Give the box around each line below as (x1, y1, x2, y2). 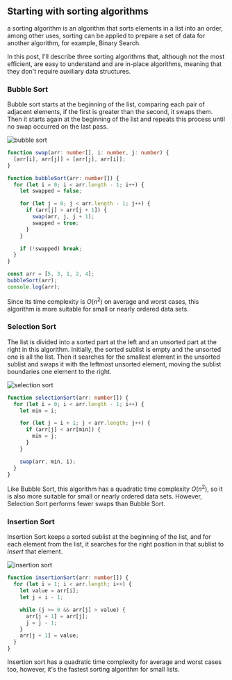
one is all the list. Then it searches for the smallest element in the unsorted (7, 353, 220, 361)
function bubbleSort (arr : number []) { (7, 175, 119, 181)
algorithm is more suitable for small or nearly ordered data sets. (7, 305, 189, 313)
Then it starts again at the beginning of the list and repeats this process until (7, 115, 226, 124)
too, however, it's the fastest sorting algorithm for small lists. (7, 665, 180, 674)
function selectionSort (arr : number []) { (7, 394, 129, 401)
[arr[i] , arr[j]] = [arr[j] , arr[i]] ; (13, 156, 126, 163)
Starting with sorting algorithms (7, 6, 149, 17)
